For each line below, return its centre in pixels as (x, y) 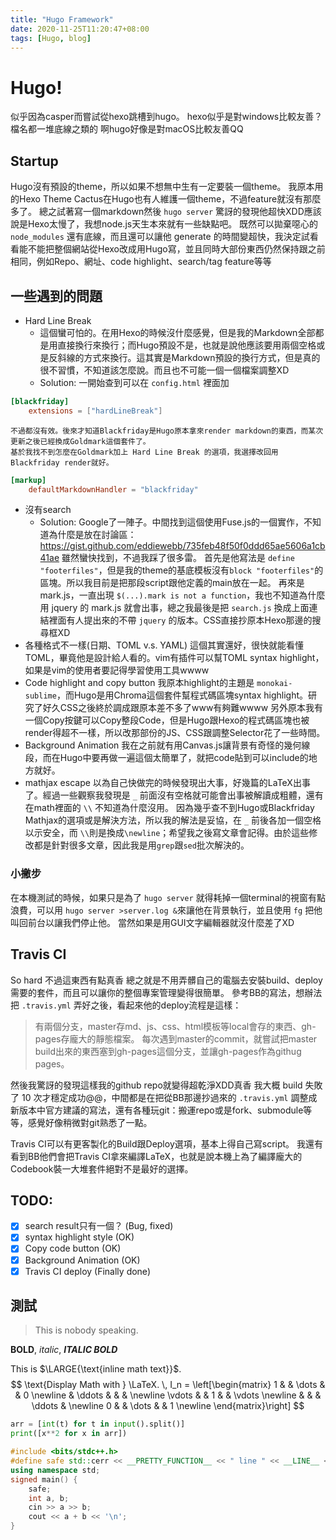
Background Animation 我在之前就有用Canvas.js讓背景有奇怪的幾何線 (167, 745)
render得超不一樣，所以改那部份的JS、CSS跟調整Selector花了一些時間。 (175, 733)
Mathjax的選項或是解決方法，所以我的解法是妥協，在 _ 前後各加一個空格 (173, 820)
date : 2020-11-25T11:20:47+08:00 (80, 29)
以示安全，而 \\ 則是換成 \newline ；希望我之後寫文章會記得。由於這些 (167, 833)
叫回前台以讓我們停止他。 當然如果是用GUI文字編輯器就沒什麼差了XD (152, 922)
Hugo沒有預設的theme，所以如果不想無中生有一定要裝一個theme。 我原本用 (167, 187)
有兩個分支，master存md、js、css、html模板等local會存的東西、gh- (175, 1026)
